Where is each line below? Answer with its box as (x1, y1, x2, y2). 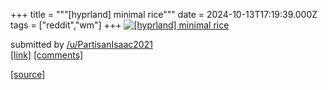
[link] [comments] (10, 49, 84, 61)
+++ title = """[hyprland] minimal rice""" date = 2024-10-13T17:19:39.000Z (10, 9, 318, 20)
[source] (10, 69, 46, 80)
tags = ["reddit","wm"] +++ (10, 19, 122, 31)
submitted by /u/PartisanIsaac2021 (10, 39, 153, 50)
